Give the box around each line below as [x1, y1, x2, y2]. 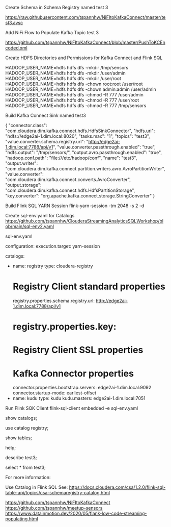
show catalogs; [5, 415, 37, 421]
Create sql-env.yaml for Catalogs [5, 213, 75, 218]
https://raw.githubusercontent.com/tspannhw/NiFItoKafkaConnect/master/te [5, 14, 166, 20]
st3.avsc [5, 20, 23, 26]
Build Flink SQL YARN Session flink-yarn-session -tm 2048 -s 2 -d [5, 203, 145, 209]
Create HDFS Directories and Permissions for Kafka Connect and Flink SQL [5, 55, 163, 61]
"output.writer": [5, 160, 38, 166]
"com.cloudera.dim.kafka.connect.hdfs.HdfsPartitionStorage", [5, 187, 135, 193]
